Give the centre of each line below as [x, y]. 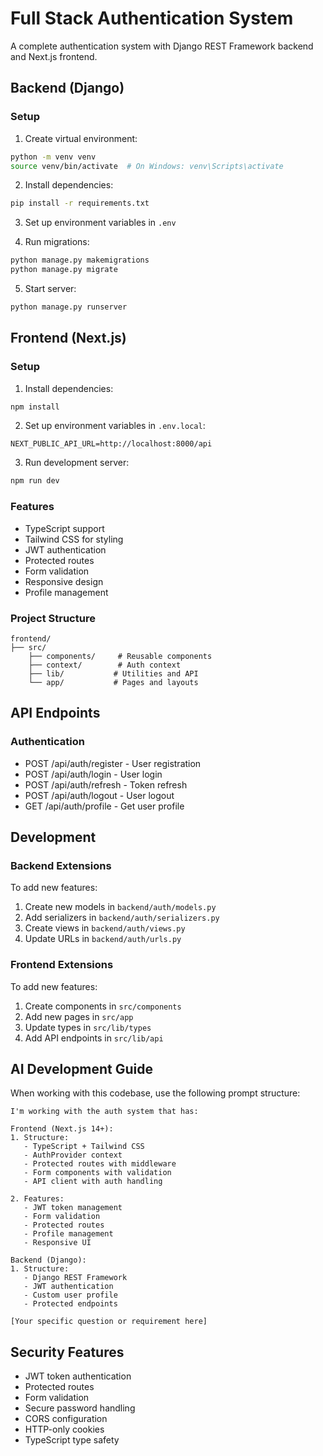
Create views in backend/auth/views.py [105, 928]
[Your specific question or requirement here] [109, 1322]
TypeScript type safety [72, 1440]
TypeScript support [64, 528]
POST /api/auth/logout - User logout [99, 795]
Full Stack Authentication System [152, 18]
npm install [35, 407]
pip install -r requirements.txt [80, 203]
